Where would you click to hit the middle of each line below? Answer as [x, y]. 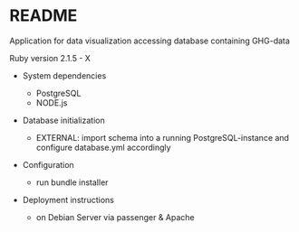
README [43, 16]
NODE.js [52, 102]
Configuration [48, 164]
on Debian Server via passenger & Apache [115, 217]
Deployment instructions [68, 200]
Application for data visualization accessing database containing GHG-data [149, 41]
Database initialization [64, 120]
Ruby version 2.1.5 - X [50, 58]
